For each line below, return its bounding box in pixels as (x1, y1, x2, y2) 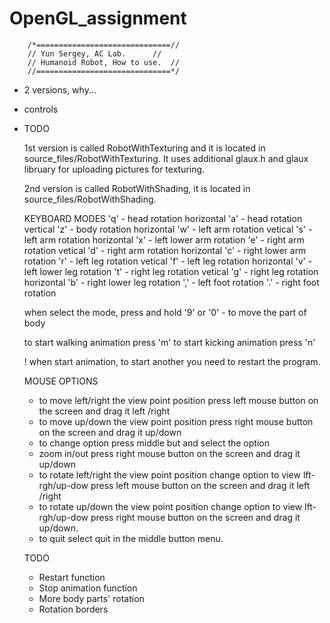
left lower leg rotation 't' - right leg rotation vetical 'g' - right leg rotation (23, 265, 319, 277)
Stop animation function (38, 582, 138, 594)
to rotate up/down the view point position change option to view (38, 500, 303, 512)
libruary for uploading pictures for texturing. (23, 163, 206, 175)
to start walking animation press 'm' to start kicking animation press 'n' (23, 336, 316, 348)
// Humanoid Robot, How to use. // (27, 57, 181, 67)
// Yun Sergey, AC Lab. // (27, 48, 162, 59)
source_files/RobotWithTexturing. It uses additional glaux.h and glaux (23, 152, 309, 164)
